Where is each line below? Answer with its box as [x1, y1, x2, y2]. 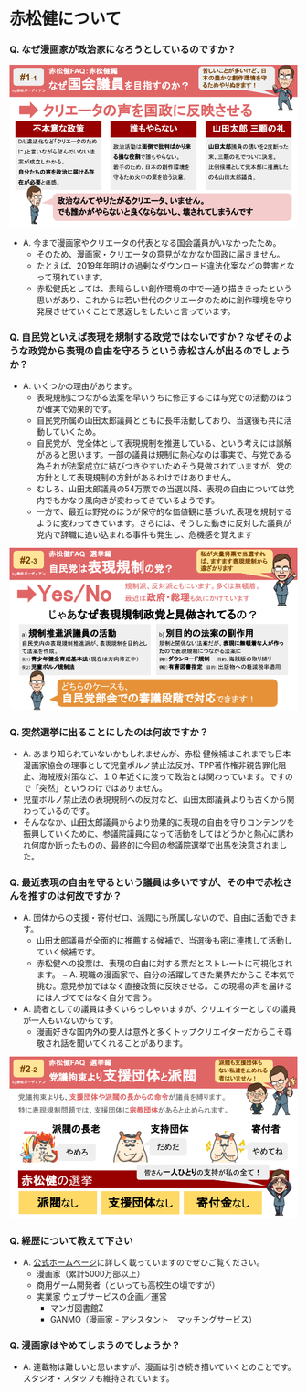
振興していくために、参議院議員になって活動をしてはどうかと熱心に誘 [22, 828, 286, 839]
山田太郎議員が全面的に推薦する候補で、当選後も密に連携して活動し [36, 935, 292, 946]
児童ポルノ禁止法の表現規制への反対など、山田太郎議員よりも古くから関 [22, 794, 295, 805]
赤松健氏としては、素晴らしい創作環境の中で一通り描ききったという [36, 282, 292, 293]
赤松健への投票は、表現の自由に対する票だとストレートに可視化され [36, 958, 293, 969]
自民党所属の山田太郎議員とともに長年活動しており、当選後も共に [36, 415, 285, 426]
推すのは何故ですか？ [27, 890, 122, 902]
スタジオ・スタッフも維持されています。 [22, 1373, 175, 1384]
